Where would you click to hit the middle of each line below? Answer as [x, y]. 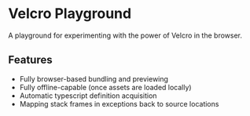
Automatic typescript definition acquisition [88, 96]
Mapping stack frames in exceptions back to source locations [119, 103]
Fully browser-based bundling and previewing [94, 78]
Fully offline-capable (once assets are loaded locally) [105, 87]
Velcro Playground [70, 14]
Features [30, 60]
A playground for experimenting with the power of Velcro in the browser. [125, 35]
